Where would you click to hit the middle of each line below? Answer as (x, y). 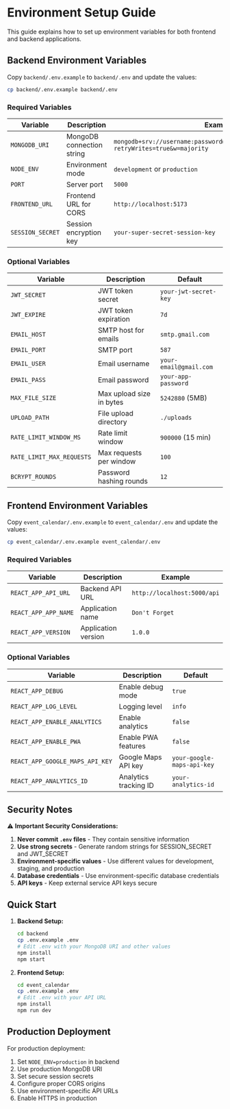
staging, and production (51, 868)
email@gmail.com (187, 367)
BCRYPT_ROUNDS (34, 477)
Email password (124, 380)
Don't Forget (153, 613)
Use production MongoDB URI (60, 1069)
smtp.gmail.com (185, 335)
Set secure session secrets (55, 1076)
